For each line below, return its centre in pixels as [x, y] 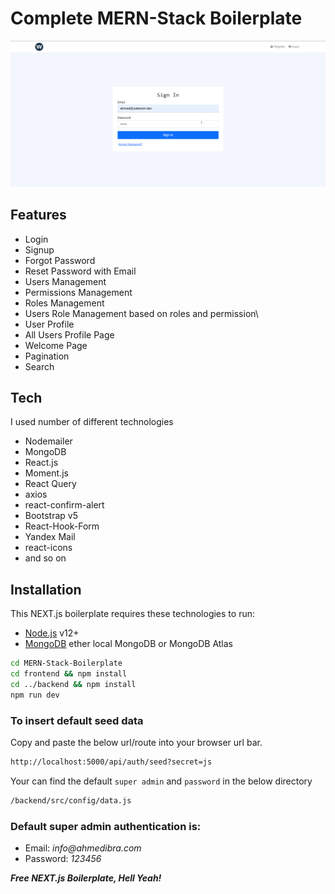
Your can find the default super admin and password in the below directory [161, 781]
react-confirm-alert [64, 505]
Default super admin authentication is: [106, 826]
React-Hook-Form [62, 526]
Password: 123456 [63, 858]
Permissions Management [78, 292]
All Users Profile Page [69, 334]
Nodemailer [48, 441]
